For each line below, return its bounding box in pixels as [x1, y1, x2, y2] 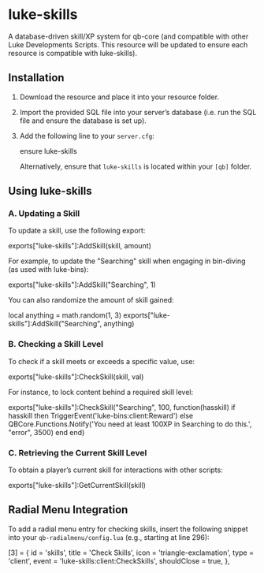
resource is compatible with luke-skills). [8, 48, 138, 58]
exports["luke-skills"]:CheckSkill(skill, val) [8, 372, 144, 381]
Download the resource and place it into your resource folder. [19, 92, 219, 102]
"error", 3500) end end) [8, 427, 85, 437]
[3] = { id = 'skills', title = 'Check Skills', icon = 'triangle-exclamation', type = [8, 548, 255, 557]
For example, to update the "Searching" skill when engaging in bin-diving [8, 256, 246, 266]
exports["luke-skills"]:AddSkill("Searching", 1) [8, 280, 156, 289]
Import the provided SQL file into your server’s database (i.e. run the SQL [19, 107, 257, 117]
